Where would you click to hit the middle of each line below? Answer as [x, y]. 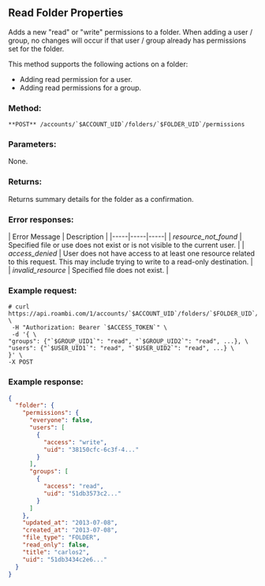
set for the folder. [36, 49]
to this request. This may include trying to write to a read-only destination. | [131, 262]
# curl [19, 307]
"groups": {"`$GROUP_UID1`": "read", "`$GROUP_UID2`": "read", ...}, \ [128, 342]
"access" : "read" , [73, 487]
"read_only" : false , [56, 545]
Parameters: [32, 144]
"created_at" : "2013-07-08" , [70, 530]
